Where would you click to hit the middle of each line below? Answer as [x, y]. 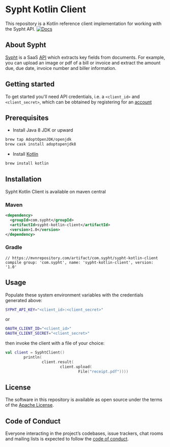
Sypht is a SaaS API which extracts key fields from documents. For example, [85, 57]
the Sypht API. [20, 29]
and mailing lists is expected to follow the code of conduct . [67, 439]
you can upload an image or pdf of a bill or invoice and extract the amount [83, 63]
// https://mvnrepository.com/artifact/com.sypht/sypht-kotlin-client [82, 258]
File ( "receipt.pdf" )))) [103, 371]
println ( [33, 357]
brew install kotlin [27, 164]
